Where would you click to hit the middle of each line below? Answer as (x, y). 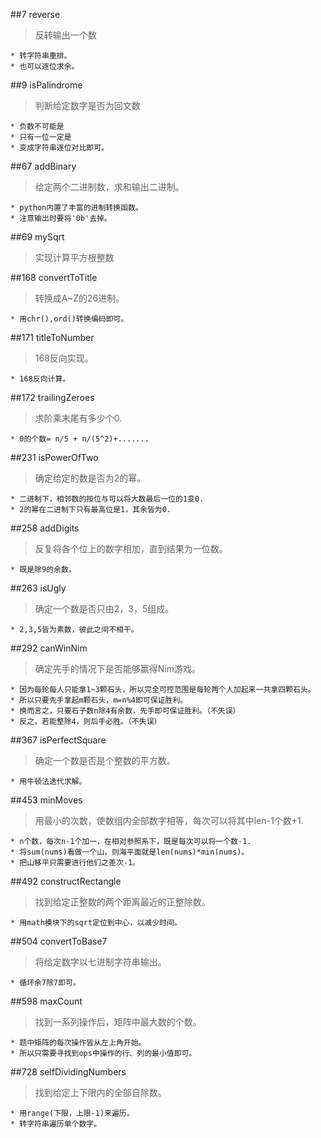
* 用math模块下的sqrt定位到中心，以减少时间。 (96, 923)
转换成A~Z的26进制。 (79, 298)
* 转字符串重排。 (41, 56)
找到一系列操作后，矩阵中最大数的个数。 (118, 1022)
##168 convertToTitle (54, 277)
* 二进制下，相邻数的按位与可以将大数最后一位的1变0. (107, 499)
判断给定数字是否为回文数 (87, 105)
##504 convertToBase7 (59, 941)
